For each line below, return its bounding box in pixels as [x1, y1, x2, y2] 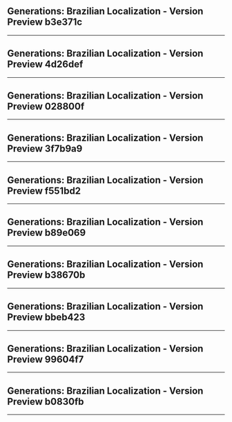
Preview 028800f [7, 101, 85, 112]
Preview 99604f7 [7, 353, 84, 365]
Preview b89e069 [7, 227, 86, 239]
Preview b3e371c [7, 17, 83, 28]
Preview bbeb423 [7, 312, 86, 323]
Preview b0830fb [7, 396, 84, 408]
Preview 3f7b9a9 [7, 143, 83, 154]
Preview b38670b [7, 269, 86, 281]
